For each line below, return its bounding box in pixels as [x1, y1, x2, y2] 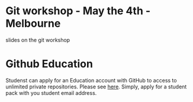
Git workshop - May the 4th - [5, 4, 151, 18]
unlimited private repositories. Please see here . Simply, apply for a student [5, 83, 187, 90]
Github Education [5, 58, 93, 71]
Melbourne [5, 17, 61, 30]
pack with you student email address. [5, 89, 97, 96]
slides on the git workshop [5, 36, 70, 43]
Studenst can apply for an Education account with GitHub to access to [5, 76, 177, 84]
